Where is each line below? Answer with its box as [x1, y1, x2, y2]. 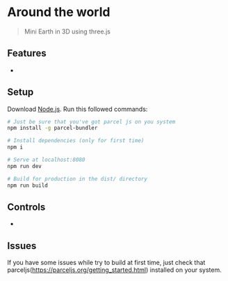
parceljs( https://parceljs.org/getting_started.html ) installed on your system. [7, 266, 222, 274]
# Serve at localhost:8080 [7, 156, 85, 164]
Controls [7, 201, 46, 213]
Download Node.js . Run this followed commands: [7, 105, 148, 113]
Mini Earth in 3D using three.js [24, 27, 111, 36]
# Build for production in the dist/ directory [7, 175, 148, 182]
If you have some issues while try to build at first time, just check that [7, 259, 206, 267]
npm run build [7, 182, 49, 189]
